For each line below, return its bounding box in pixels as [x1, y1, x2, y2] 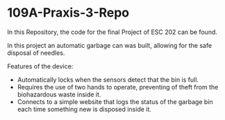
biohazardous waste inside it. [17, 90, 101, 98]
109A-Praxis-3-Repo [7, 5, 130, 21]
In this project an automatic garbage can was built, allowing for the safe [7, 41, 212, 49]
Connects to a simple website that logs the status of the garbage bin [17, 97, 213, 105]
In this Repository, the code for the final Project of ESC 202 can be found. [7, 28, 217, 36]
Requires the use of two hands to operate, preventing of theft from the [17, 83, 219, 91]
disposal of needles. [7, 49, 65, 57]
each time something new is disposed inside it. [17, 105, 151, 113]
